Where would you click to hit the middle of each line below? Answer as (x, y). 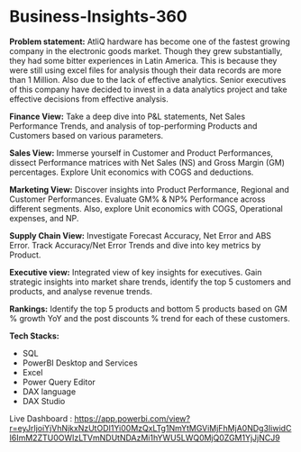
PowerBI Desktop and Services (80, 363)
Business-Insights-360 (98, 17)
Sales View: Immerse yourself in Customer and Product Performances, (141, 153)
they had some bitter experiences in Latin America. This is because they (143, 60)
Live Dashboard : (41, 418)
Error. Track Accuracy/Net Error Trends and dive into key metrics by (135, 245)
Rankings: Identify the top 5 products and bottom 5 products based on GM (149, 309)
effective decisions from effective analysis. (89, 99)
